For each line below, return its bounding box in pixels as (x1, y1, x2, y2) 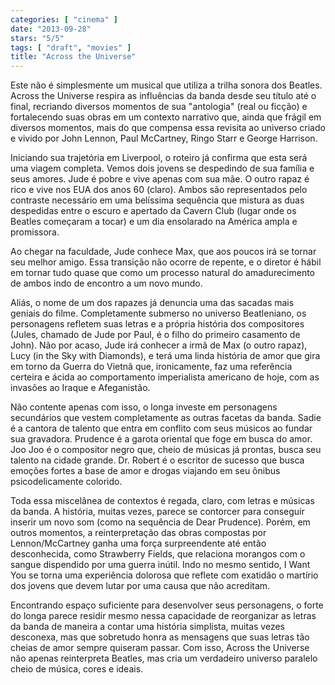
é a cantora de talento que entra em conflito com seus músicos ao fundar (10, 422, 313, 435)
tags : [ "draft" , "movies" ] (10, 42, 132, 53)
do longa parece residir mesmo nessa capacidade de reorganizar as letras (10, 610, 317, 622)
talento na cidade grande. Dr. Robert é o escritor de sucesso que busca (10, 454, 305, 466)
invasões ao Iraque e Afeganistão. (10, 382, 151, 394)
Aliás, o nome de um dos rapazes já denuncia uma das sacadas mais (10, 297, 295, 309)
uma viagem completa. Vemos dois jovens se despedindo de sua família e (10, 162, 315, 175)
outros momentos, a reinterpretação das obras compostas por (10, 527, 267, 539)
